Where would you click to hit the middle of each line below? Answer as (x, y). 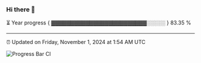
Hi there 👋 (21, 10)
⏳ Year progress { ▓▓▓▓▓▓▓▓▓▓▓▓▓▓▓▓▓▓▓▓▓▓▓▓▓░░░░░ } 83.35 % (99, 23)
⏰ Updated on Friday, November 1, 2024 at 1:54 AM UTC (76, 42)
